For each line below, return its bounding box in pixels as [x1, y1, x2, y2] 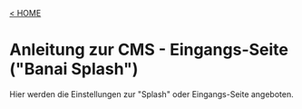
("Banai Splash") [9, 59, 139, 80]
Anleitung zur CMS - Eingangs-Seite [9, 40, 288, 60]
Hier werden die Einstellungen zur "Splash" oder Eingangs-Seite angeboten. [9, 88, 294, 99]
